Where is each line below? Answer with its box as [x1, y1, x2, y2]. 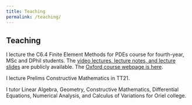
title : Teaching [6, 8, 46, 15]
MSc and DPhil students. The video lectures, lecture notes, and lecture [6, 57, 176, 64]
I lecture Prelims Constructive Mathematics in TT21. [6, 75, 130, 82]
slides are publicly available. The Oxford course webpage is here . [6, 64, 163, 71]
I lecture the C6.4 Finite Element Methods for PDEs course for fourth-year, [6, 51, 185, 58]
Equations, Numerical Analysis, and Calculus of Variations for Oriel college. [6, 92, 187, 99]
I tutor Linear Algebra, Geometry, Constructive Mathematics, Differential [6, 86, 179, 93]
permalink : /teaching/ [6, 14, 61, 20]
